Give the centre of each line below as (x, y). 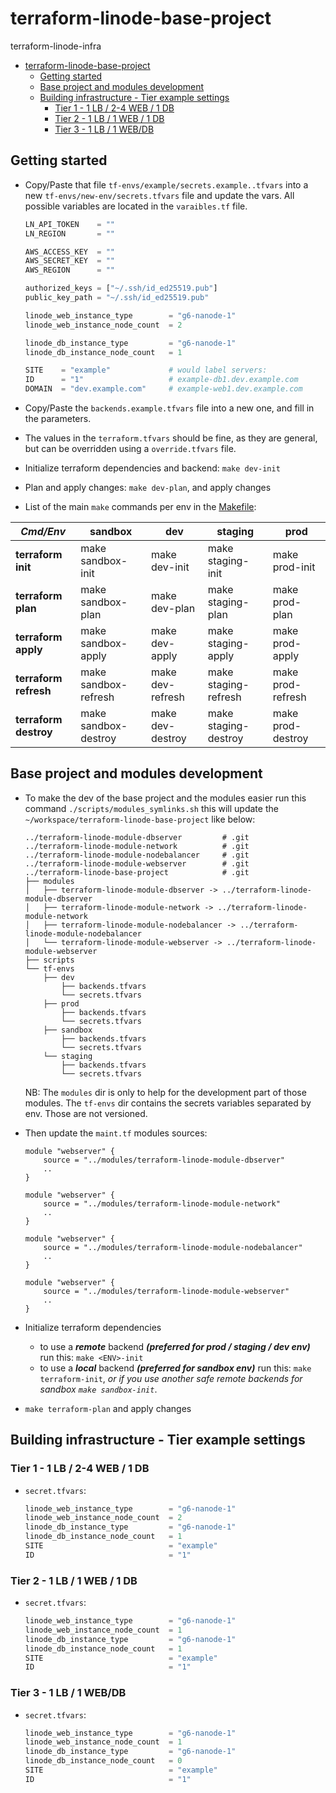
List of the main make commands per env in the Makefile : (140, 506)
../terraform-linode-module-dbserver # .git (137, 837)
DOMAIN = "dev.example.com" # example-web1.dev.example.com (163, 389)
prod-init (294, 567)
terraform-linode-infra (56, 46)
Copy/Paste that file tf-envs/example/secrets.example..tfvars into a (166, 184)
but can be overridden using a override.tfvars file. (130, 448)
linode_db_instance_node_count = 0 (103, 1761)
